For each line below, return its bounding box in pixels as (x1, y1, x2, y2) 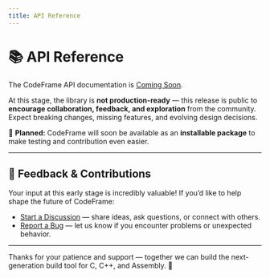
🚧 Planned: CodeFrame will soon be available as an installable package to (8, 127, 256, 137)
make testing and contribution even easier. (8, 136, 149, 146)
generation (8, 261, 44, 271)
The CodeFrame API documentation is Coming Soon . (8, 79, 183, 89)
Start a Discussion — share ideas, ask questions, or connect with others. (19, 212, 261, 222)
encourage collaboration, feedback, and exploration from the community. (8, 103, 256, 113)
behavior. (19, 229, 51, 239)
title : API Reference (8, 11, 81, 20)
